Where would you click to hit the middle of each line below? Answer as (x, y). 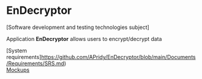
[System (17, 50)
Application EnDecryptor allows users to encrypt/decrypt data (84, 39)
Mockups (18, 69)
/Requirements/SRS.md (35, 63)
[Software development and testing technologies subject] (78, 27)
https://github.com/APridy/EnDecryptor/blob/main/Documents (119, 57)
